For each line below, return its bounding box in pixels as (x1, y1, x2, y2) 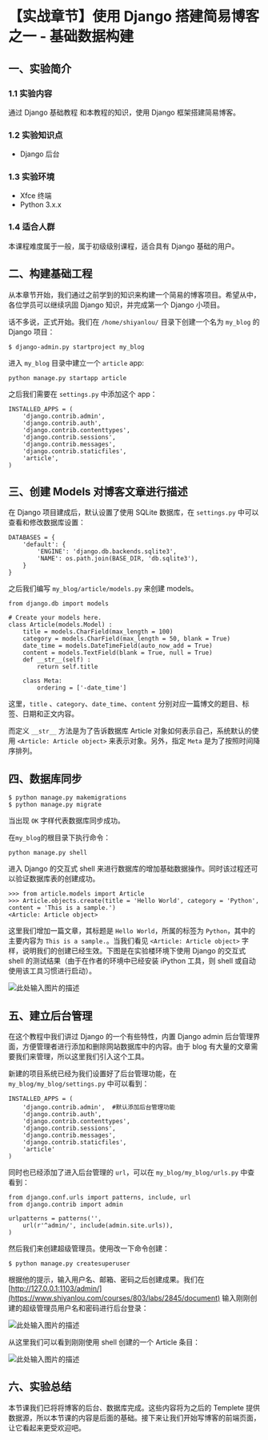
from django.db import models (8, 600, 110, 608)
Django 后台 (19, 149, 60, 159)
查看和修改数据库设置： (8, 518, 86, 528)
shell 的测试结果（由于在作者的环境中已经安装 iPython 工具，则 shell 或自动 (8, 956, 256, 966)
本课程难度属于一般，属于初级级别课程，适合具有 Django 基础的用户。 (8, 241, 239, 251)
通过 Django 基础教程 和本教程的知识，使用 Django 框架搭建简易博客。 (8, 107, 240, 117)
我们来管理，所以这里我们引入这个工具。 (14, 1052, 149, 1062)
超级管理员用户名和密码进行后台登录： (22, 1304, 149, 1313)
